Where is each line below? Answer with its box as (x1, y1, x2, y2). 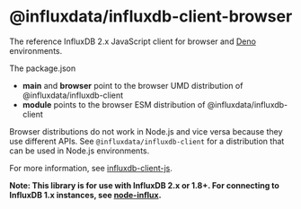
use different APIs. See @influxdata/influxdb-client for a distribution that (9, 135, 285, 146)
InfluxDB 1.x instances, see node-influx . (9, 189, 162, 200)
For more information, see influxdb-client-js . (9, 162, 173, 173)
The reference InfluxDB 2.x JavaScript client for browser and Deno (9, 36, 256, 47)
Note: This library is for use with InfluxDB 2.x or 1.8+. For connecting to (9, 179, 280, 190)
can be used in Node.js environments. (9, 145, 150, 156)
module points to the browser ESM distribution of (22, 99, 206, 109)
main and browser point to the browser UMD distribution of (22, 80, 243, 91)
